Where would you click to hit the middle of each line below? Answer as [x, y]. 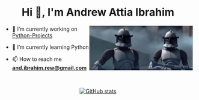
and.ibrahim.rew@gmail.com [49, 67]
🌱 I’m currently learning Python [50, 47]
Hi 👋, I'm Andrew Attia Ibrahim [98, 12]
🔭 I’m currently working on [44, 29]
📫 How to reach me [37, 59]
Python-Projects [32, 35]
